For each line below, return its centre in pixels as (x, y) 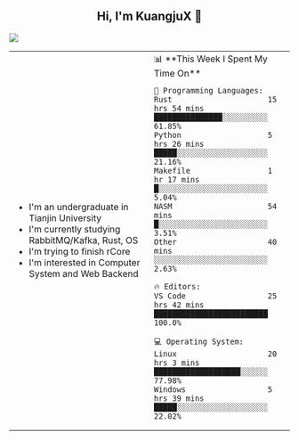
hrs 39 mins (179, 398)
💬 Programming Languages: (209, 90)
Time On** (178, 73)
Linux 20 (216, 354)
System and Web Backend (84, 273)
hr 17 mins (177, 179)
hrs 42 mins (179, 305)
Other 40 (216, 242)
